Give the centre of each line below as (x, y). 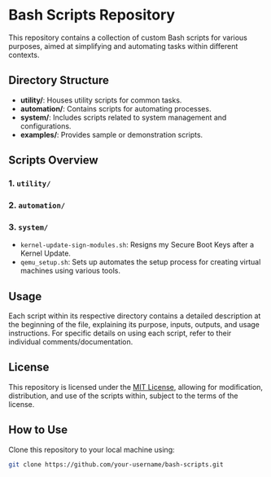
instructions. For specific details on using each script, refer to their (120, 333)
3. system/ (28, 227)
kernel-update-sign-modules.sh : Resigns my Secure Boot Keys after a (137, 245)
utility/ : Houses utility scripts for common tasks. (101, 100)
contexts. (24, 55)
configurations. (46, 126)
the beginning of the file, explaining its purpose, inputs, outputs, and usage (134, 325)
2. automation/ (37, 205)
